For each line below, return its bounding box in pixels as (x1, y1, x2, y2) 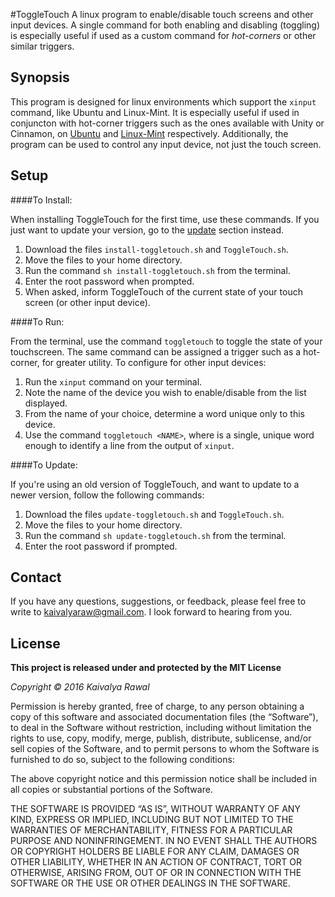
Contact (10, 569, 62, 586)
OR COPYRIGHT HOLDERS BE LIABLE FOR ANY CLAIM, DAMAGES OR (10, 845, 300, 858)
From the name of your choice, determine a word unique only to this (24, 407, 305, 419)
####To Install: (10, 194, 73, 206)
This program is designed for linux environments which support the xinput (10, 95, 317, 108)
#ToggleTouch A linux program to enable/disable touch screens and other (10, 9, 314, 20)
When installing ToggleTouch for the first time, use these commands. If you (10, 213, 320, 225)
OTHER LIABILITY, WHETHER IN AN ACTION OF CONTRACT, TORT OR (10, 856, 302, 868)
